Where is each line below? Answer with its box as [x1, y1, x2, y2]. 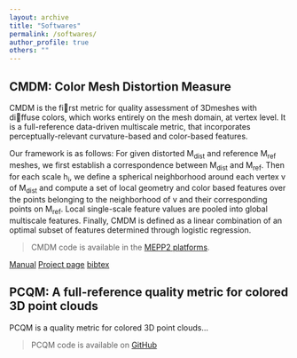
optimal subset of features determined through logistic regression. [9, 224, 252, 235]
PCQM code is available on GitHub [30, 339, 158, 350]
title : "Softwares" [9, 21, 82, 30]
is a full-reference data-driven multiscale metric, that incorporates [9, 121, 251, 131]
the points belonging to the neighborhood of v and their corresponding [9, 195, 268, 205]
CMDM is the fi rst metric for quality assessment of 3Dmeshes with [9, 102, 257, 113]
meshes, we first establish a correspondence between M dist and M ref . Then [9, 159, 285, 172]
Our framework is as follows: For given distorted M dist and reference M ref [9, 147, 277, 161]
